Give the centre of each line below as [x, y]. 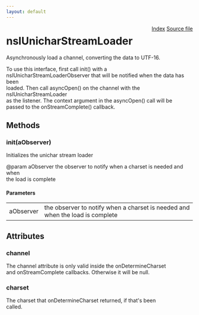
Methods [23, 125]
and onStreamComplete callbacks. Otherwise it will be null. [78, 272]
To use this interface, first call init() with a [57, 69]
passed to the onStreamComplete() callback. [61, 107]
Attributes [25, 236]
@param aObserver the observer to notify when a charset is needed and [95, 167]
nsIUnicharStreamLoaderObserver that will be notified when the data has [95, 75]
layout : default [26, 12]
